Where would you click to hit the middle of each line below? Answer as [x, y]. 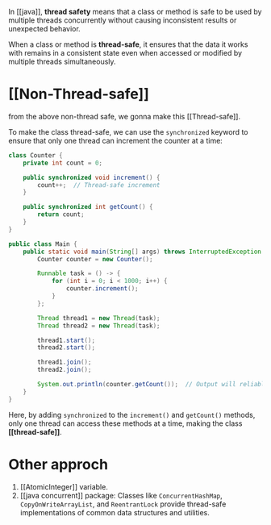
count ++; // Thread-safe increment [99, 185]
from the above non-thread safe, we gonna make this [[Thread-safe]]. [124, 116]
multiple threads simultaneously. [62, 61]
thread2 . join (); [65, 370]
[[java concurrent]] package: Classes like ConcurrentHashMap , [121, 495]
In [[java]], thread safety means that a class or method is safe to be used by [135, 12]
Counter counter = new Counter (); [95, 259]
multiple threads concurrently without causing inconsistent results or [123, 20]
